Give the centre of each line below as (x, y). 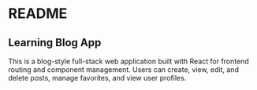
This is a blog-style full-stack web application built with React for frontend (129, 61)
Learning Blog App (55, 43)
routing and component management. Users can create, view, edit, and (123, 70)
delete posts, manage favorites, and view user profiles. (97, 78)
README (38, 14)
